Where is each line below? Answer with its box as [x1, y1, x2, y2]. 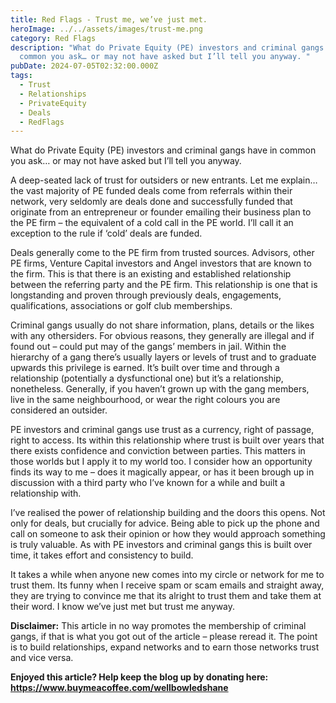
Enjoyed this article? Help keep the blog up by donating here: [10, 671, 269, 683]
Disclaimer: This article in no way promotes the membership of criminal [10, 620, 307, 632]
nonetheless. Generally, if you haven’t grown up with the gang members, [10, 383, 310, 395]
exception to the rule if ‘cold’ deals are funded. [10, 227, 203, 240]
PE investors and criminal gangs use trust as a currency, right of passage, [10, 424, 315, 436]
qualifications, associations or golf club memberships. [10, 300, 233, 312]
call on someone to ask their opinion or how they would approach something [10, 528, 326, 540]
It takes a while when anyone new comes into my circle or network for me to [10, 569, 325, 581]
